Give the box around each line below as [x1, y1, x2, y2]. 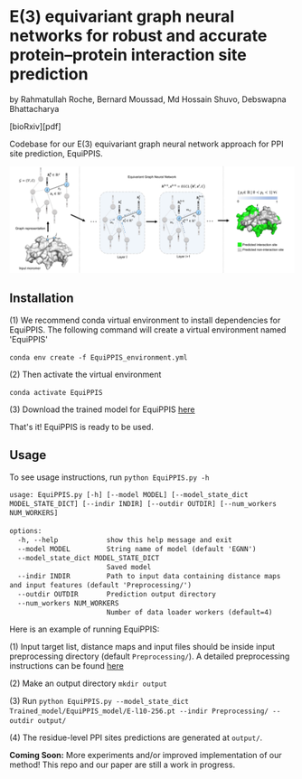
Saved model [106, 562, 152, 571]
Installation [9, 291, 74, 306]
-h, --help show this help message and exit [17, 535, 232, 544]
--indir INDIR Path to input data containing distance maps [17, 571, 281, 580]
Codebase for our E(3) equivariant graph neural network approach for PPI [9, 138, 284, 149]
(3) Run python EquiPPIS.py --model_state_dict [9, 695, 190, 706]
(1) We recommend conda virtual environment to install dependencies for [9, 314, 281, 325]
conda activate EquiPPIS [9, 388, 103, 397]
